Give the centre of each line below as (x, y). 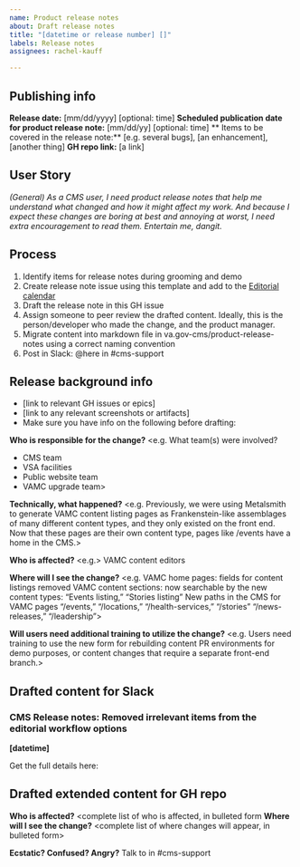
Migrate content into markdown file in (92, 334)
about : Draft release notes (62, 26)
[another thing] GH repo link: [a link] (77, 147)
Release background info (81, 381)
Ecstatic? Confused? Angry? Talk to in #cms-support (110, 853)
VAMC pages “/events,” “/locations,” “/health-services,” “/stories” (130, 607)
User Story (40, 175)
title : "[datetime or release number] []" (90, 34)
